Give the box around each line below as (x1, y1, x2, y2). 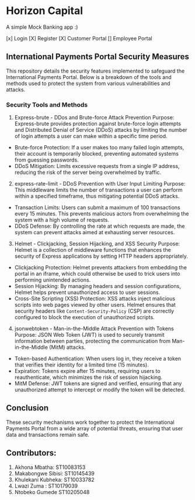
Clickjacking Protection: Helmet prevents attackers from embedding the (14, 264, 187, 271)
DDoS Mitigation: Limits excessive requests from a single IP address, (14, 163, 180, 170)
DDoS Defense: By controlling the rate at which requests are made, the (14, 222, 185, 230)
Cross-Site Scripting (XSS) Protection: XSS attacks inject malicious (14, 295, 176, 302)
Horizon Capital (6, 4, 83, 18)
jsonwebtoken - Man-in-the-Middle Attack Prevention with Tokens (14, 325, 174, 332)
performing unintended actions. (14, 276, 91, 283)
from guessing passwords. (14, 156, 79, 163)
